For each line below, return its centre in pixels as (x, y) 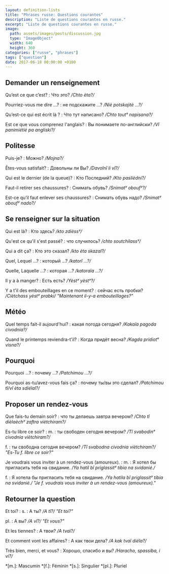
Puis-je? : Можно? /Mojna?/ (35, 158)
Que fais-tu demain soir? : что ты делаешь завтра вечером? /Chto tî (77, 417)
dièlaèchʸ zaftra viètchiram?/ (36, 422)
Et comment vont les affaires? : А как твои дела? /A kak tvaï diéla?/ (76, 540)
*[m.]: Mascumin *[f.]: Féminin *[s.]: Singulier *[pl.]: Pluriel (66, 566)
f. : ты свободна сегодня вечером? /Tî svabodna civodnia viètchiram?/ (80, 447)
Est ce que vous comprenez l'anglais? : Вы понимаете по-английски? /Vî (82, 125)
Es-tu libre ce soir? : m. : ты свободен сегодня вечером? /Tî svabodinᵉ (80, 432)
